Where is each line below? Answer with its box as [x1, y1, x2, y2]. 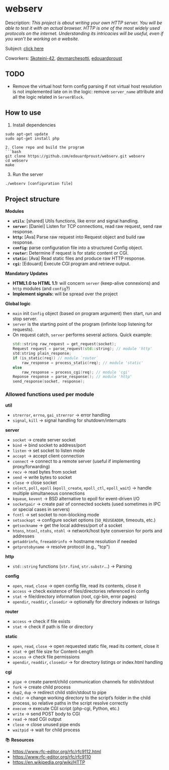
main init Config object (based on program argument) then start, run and [12, 311, 161, 317]
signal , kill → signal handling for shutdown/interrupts [12, 417, 126, 423]
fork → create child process [12, 684, 71, 690]
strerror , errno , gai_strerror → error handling [12, 412, 110, 418]
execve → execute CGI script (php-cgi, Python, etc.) [12, 706, 120, 712]
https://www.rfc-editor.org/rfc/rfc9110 [12, 754, 92, 760]
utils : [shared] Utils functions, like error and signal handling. [12, 218, 139, 224]
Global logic [5, 300, 31, 307]
